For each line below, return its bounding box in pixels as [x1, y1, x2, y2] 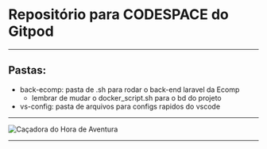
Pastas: [8, 63, 47, 77]
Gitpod [8, 22, 54, 40]
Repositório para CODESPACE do [8, 6, 229, 24]
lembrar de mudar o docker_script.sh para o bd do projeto [31, 93, 222, 102]
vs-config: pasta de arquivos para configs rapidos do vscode [19, 101, 221, 111]
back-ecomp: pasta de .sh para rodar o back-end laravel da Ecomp [19, 85, 240, 94]
